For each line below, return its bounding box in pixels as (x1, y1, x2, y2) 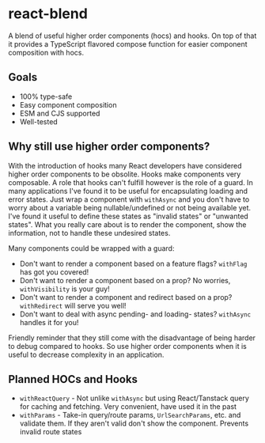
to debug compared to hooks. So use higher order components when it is (8, 341, 247, 350)
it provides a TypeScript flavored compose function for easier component (8, 39, 248, 48)
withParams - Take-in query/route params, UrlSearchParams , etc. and (19, 411, 241, 420)
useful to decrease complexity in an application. (8, 350, 165, 359)
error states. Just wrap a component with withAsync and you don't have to (8, 195, 250, 204)
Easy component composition (19, 100, 117, 109)
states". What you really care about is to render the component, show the (8, 219, 247, 229)
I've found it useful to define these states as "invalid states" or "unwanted (8, 211, 249, 221)
